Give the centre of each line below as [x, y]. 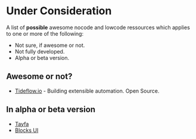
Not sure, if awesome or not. [50, 45]
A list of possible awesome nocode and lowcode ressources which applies [98, 27]
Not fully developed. [40, 51]
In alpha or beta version [51, 110]
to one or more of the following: [45, 33]
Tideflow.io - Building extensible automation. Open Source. [87, 91]
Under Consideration [59, 11]
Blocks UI [27, 130]
